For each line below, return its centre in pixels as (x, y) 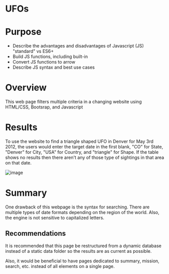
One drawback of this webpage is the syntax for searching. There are (77, 207)
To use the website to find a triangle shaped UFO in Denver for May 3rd (79, 141)
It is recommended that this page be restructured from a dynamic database (83, 246)
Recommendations (36, 233)
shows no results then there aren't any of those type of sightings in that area (85, 157)
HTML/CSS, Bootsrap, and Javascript (44, 107)
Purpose (23, 32)
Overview (26, 88)
